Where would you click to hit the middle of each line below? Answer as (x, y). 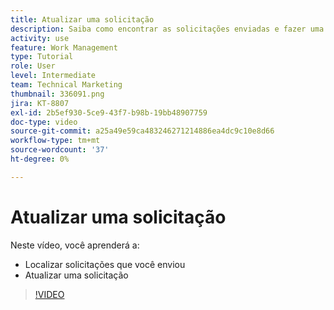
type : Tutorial (42, 57)
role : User (33, 66)
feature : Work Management (64, 47)
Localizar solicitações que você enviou (105, 264)
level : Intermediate (53, 76)
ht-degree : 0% (40, 159)
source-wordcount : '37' (60, 150)
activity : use (40, 38)
